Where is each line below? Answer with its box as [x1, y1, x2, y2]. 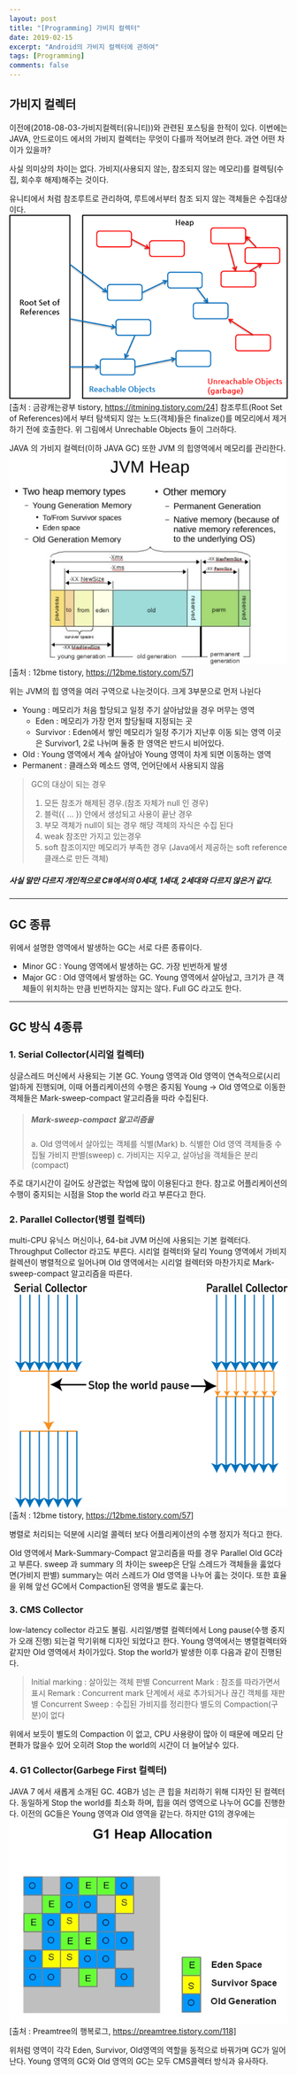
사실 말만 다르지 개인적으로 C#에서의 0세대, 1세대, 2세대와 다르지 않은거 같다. [9, 875, 273, 886]
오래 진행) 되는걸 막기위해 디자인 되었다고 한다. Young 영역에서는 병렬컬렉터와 [18, 1636, 287, 1646]
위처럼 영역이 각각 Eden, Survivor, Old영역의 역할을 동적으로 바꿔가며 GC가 [9, 2045, 270, 2056]
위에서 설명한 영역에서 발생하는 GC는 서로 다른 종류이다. [9, 941, 202, 952]
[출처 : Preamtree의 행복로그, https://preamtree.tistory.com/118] [9, 2026, 237, 2037]
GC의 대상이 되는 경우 [30, 779, 107, 790]
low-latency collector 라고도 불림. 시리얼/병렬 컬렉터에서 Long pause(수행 [9, 1625, 269, 1636]
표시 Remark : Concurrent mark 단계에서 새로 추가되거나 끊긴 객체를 [30, 1688, 270, 1699]
